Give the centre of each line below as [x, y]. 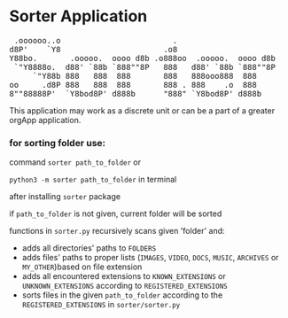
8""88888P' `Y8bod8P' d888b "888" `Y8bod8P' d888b [136, 93]
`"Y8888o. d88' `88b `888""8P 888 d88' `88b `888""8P [145, 67]
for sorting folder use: [58, 143]
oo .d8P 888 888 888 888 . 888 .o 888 [133, 85]
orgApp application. [45, 120]
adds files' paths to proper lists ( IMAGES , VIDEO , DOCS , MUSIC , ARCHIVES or [150, 258]
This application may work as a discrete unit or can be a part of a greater [142, 110]
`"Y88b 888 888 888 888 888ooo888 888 [144, 76]
